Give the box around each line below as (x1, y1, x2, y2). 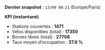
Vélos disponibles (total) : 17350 (11, 29, 78, 34)
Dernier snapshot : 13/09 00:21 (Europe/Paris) (4, 4, 101, 10)
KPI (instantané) (4, 14, 39, 19)
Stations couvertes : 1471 (11, 23, 64, 29)
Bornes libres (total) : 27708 (11, 34, 70, 40)
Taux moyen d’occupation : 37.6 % (11, 39, 83, 45)
